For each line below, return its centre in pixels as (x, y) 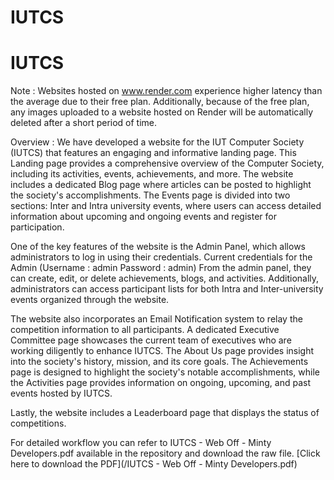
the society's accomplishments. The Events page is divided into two (150, 195)
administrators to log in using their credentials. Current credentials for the (161, 257)
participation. (37, 227)
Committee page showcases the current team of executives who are (151, 340)
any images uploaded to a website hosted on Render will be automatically (162, 112)
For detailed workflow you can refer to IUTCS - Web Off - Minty (141, 443)
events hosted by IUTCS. (61, 393)
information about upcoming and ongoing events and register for (143, 217)
